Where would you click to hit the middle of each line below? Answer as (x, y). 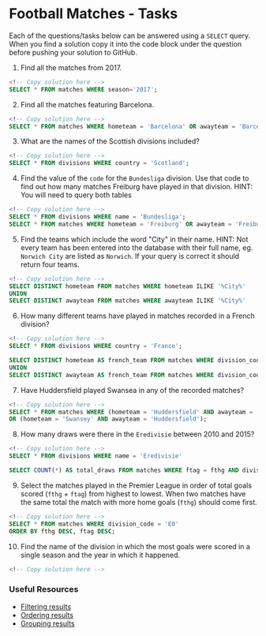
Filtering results (46, 606)
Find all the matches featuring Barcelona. (87, 104)
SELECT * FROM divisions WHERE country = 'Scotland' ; (99, 163)
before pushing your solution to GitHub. (73, 52)
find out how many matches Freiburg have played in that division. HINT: (137, 187)
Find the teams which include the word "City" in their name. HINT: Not (134, 239)
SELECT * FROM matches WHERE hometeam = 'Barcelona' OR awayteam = (122, 126)
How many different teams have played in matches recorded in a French (137, 316)
